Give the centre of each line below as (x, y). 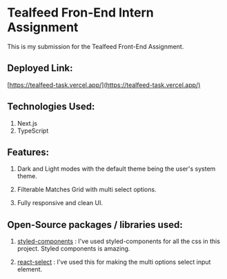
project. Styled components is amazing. (73, 249)
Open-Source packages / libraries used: (95, 225)
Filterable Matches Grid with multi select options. (87, 190)
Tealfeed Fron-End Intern (80, 13)
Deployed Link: (40, 68)
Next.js (27, 123)
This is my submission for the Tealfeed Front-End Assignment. (96, 46)
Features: (28, 152)
